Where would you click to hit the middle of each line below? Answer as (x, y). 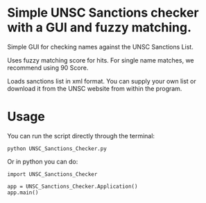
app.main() (23, 193)
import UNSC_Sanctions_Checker (52, 174)
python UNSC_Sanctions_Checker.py (57, 148)
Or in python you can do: (43, 161)
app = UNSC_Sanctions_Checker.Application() (72, 186)
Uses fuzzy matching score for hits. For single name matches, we (101, 60)
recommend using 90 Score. (48, 67)
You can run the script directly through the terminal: (81, 136)
